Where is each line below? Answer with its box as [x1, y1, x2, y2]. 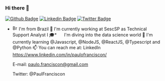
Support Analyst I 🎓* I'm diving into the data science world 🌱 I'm [12, 32, 153, 38]
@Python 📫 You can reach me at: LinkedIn [12, 45, 101, 51]
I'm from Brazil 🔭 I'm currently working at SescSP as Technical [18, 26, 147, 32]
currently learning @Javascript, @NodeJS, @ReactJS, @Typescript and [12, 39, 161, 45]
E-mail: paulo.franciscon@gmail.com [12, 62, 88, 68]
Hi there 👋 [5, 4, 30, 11]
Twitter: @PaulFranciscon [12, 71, 65, 77]
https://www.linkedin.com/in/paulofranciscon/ [12, 52, 107, 58]
